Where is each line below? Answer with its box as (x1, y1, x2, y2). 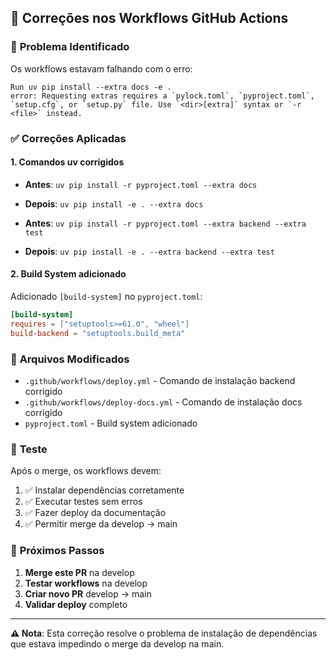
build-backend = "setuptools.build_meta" (10, 328, 186, 338)
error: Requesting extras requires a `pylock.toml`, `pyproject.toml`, (10, 91, 315, 101)
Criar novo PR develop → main (24, 587, 152, 600)
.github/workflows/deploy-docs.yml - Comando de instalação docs (24, 396, 303, 408)
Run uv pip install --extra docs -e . (10, 82, 172, 92)
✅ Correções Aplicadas (10, 131, 127, 145)
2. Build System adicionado (10, 268, 127, 280)
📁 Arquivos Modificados (10, 352, 130, 366)
